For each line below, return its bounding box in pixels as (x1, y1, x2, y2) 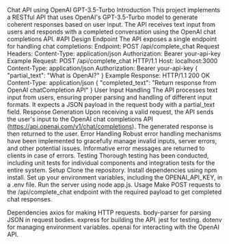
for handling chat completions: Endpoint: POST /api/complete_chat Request (7, 42, 220, 50)
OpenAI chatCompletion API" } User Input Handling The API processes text (7, 86, 218, 94)
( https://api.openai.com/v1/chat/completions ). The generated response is (7, 123, 214, 130)
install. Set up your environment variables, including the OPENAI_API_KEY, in (7, 173, 223, 181)
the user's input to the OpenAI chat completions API (7, 115, 154, 123)
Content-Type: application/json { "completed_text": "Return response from (7, 79, 217, 86)
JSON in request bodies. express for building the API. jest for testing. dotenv (7, 216, 222, 223)
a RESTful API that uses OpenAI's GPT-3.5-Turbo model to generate (7, 13, 198, 21)
